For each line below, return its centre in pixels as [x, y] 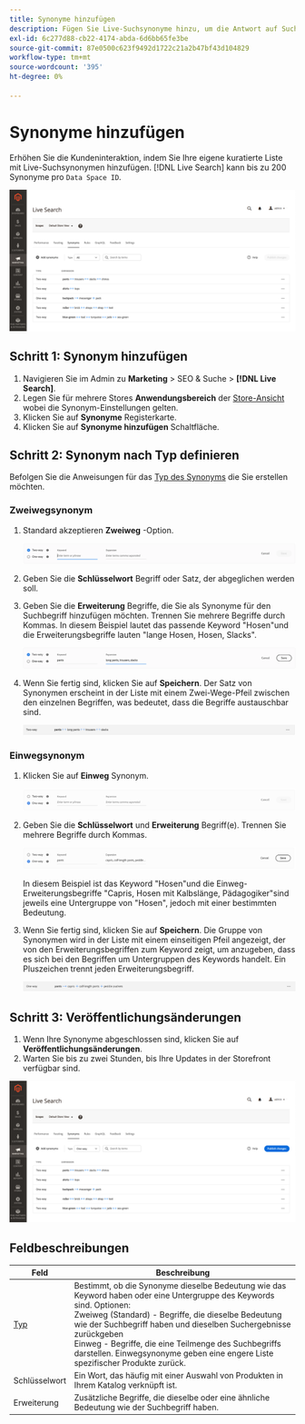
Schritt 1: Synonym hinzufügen [98, 357]
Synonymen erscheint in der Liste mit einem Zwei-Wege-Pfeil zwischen [156, 693]
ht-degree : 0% [36, 77]
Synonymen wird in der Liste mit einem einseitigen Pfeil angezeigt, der [154, 940]
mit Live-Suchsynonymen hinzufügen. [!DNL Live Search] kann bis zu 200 [148, 167]
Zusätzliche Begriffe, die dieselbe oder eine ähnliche [172, 1398]
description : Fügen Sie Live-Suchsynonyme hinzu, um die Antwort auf [144, 29]
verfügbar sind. [51, 1069]
